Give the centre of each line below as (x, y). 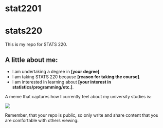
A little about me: (32, 60)
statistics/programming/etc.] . (43, 87)
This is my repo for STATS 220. (36, 44)
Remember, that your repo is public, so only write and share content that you (82, 115)
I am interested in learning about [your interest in (62, 82)
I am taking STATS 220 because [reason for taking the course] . (76, 77)
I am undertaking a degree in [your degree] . (56, 71)
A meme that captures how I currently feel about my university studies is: (78, 96)
